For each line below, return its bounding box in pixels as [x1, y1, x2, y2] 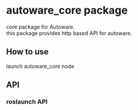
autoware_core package [6, 4, 128, 17]
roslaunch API [6, 98, 48, 106]
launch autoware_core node [6, 62, 74, 70]
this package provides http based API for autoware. [6, 29, 132, 36]
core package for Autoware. [6, 23, 75, 30]
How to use [6, 47, 49, 57]
